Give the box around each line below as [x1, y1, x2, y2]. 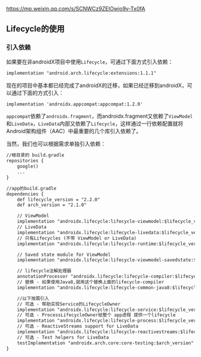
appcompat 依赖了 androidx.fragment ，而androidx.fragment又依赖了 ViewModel [6, 113, 193, 120]
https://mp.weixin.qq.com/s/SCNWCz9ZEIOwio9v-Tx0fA [6, 5, 145, 12]
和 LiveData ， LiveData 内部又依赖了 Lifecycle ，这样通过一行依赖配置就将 [6, 120, 184, 128]
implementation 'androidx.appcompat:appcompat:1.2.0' [6, 101, 144, 107]
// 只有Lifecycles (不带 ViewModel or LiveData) [17, 235, 137, 241]
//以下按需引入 [17, 295, 50, 301]
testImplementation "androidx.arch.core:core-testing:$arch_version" [17, 340, 194, 346]
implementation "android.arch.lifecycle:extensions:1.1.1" [6, 70, 157, 76]
